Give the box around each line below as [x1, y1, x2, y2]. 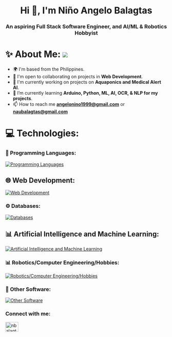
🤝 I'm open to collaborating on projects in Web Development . [12, 74, 143, 80]
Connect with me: [5, 310, 51, 317]
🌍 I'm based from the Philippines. [12, 66, 85, 73]
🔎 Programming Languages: [5, 149, 77, 156]
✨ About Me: [5, 48, 61, 60]
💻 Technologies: [5, 128, 79, 139]
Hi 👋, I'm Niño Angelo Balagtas [20, 5, 152, 16]
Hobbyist [74, 29, 99, 37]
